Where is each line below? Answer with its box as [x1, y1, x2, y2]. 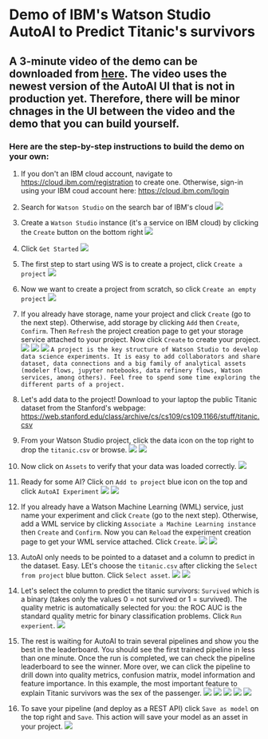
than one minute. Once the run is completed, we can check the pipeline [20, 653, 256, 662]
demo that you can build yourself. [9, 117, 180, 130]
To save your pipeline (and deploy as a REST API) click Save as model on [20, 703, 259, 713]
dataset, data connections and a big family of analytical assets [20, 360, 246, 368]
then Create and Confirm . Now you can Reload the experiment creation [20, 527, 252, 537]
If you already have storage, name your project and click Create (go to [20, 309, 251, 319]
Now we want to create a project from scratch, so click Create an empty [20, 284, 257, 293]
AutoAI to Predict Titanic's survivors [9, 22, 256, 41]
